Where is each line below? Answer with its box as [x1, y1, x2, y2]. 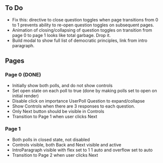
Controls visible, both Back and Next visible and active [12, 142, 122, 147]
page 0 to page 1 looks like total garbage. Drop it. [12, 32, 111, 38]
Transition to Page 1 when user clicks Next [12, 113, 97, 119]
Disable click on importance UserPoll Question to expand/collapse [12, 98, 145, 104]
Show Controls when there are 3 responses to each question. [12, 103, 135, 109]
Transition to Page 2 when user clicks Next [12, 152, 98, 158]
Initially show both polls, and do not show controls [12, 82, 113, 88]
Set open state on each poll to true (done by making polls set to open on [12, 88, 157, 93]
